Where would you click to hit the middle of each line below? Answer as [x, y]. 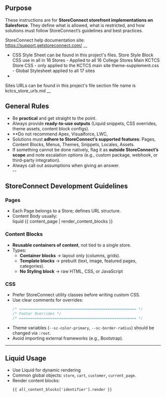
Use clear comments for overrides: [48, 300]
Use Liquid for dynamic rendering [46, 370]
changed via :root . [32, 333]
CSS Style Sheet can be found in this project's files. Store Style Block [83, 55]
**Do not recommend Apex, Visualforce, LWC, [60, 134]
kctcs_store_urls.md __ [28, 90]
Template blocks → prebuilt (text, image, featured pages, [78, 261]
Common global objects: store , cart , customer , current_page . [74, 375]
